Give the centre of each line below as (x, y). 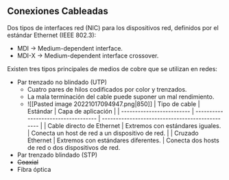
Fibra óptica (34, 169)
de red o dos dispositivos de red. (74, 147)
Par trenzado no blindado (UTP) (62, 82)
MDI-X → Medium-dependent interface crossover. (88, 55)
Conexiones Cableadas (58, 11)
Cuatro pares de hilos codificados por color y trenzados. (107, 89)
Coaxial (28, 162)
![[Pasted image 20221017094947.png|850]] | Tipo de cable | (113, 104)
